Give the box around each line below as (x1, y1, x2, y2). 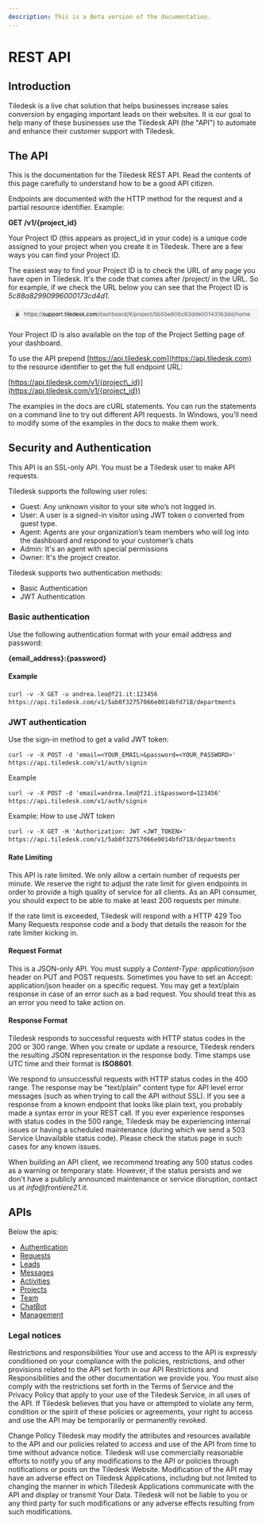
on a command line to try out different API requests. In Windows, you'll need (8, 410, 258, 419)
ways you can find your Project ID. (8, 251, 121, 260)
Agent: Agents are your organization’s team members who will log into (19, 527, 249, 536)
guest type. (19, 518, 58, 528)
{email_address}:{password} (8, 653, 107, 663)
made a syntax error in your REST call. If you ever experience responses (8, 1108, 245, 1117)
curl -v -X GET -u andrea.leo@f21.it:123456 (8, 691, 158, 699)
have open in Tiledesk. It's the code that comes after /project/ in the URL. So (8, 275, 259, 284)
